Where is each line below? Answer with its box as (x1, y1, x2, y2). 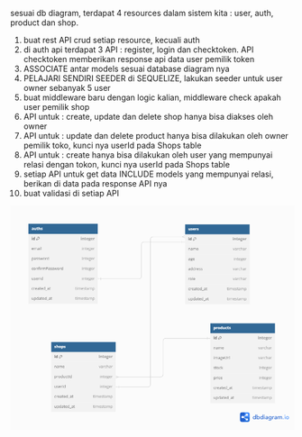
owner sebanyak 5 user (23, 83, 111, 93)
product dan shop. (10, 17, 79, 28)
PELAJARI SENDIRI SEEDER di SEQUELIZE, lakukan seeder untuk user (23, 73, 283, 84)
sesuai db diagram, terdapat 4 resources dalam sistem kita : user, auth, (10, 8, 274, 18)
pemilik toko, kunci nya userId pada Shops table (23, 140, 202, 150)
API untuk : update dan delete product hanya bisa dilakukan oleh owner (23, 131, 289, 141)
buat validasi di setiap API (23, 188, 120, 198)
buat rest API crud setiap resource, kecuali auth (23, 35, 201, 45)
